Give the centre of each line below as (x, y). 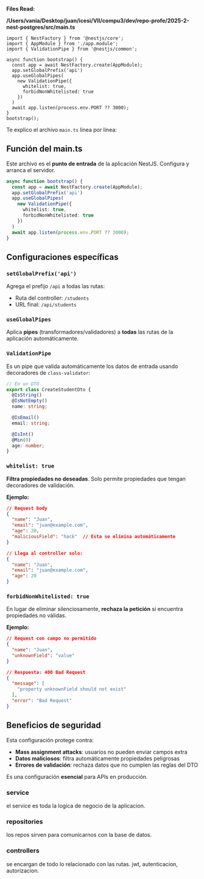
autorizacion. (23, 870)
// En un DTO (23, 384)
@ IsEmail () (26, 418)
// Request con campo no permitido (51, 638)
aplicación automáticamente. (43, 339)
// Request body (27, 508)
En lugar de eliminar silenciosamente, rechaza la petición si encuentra (95, 609)
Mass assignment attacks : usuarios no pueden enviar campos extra (101, 752)
